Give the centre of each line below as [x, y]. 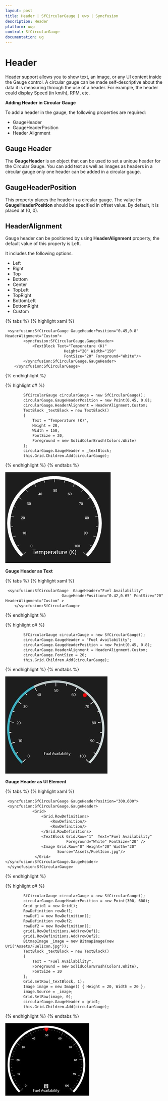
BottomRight [25, 306]
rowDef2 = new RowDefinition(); [58, 926]
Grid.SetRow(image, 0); [48, 997]
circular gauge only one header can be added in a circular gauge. [73, 171]
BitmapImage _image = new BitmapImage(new [69, 941]
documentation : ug [24, 37]
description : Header [27, 21]
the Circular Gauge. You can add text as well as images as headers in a [79, 166]
